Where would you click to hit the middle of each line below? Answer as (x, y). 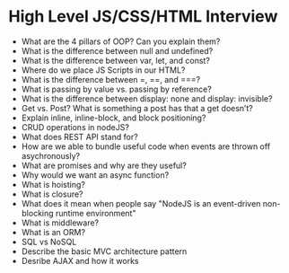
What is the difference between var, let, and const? (115, 60)
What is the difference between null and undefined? (117, 50)
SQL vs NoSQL (49, 242)
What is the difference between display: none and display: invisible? (147, 98)
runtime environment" (96, 213)
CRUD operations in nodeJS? (75, 127)
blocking (38, 213)
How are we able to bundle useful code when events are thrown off (146, 146)
